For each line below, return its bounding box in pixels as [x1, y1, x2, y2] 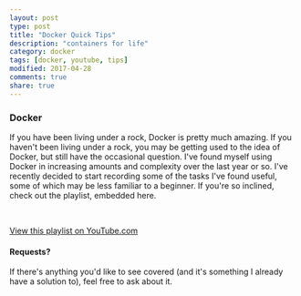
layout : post [9, 13, 59, 23]
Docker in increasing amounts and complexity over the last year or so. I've [9, 160, 289, 171]
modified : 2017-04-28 [9, 65, 92, 74]
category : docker [9, 47, 76, 56]
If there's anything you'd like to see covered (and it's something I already [9, 266, 284, 278]
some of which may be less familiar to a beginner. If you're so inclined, [9, 179, 275, 191]
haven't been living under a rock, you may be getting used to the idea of [9, 141, 281, 152]
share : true [9, 81, 55, 90]
